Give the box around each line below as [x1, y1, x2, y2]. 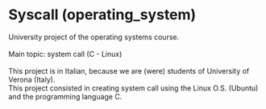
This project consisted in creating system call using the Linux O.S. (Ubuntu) [8, 83, 259, 93]
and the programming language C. [8, 91, 123, 101]
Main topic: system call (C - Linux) [8, 49, 123, 59]
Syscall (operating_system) [8, 6, 197, 24]
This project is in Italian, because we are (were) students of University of [8, 66, 250, 75]
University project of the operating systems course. [8, 32, 180, 42]
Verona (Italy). [8, 75, 56, 84]
